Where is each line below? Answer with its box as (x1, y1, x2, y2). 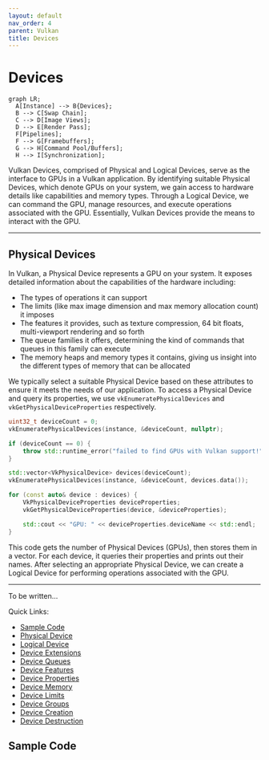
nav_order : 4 (8, 19, 52, 27)
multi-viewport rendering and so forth (19, 327, 145, 336)
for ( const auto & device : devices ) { (8, 491, 138, 499)
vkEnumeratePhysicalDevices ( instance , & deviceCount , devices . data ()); (8, 477, 249, 485)
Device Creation (19, 707, 74, 717)
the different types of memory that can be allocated (19, 361, 191, 370)
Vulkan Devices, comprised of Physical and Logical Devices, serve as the (8, 165, 251, 175)
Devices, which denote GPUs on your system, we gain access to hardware (8, 182, 254, 193)
